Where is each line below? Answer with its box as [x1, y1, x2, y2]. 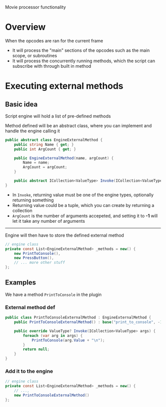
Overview [5, 22, 46, 33]
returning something [12, 197, 54, 203]
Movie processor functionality [5, 4, 66, 10]
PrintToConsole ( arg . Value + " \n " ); [31, 338, 105, 343]
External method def [5, 304, 55, 311]
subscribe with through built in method [12, 63, 91, 69]
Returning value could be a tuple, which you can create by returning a [12, 202, 155, 208]
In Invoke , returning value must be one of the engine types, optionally [12, 192, 154, 198]
